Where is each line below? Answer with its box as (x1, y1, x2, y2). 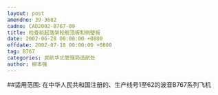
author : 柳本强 (7, 61, 47, 68)
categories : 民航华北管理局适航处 (7, 55, 96, 62)
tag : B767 (7, 49, 36, 55)
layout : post (7, 10, 45, 17)
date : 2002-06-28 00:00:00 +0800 (7, 36, 103, 42)
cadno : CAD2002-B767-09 (7, 23, 76, 29)
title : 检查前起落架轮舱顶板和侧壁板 (7, 29, 101, 36)
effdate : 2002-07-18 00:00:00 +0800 (7, 42, 112, 49)
